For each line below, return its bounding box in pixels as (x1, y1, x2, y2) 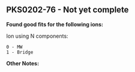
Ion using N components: (6, 32, 68, 40)
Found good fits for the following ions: (6, 20, 104, 28)
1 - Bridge (6, 49, 34, 55)
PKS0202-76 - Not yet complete (6, 5, 129, 15)
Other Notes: (6, 59, 40, 67)
